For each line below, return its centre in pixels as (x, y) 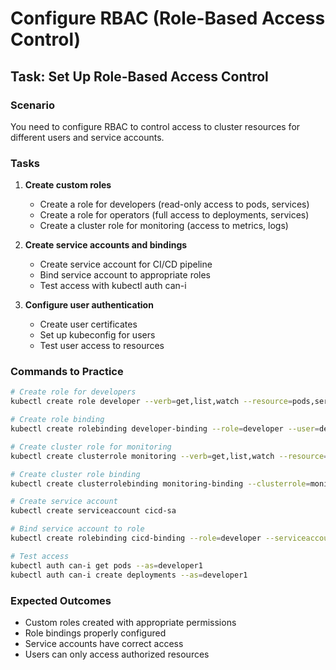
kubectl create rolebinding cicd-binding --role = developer (136, 538)
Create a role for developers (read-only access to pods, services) (174, 204)
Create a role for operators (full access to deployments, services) (174, 215)
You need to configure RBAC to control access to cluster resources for (155, 126)
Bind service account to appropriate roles (125, 275)
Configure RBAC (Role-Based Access (168, 18)
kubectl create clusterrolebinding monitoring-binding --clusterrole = (160, 483)
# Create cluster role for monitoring (91, 447)
